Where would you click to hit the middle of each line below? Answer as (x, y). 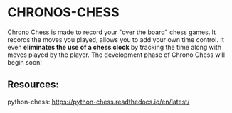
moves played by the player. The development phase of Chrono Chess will (116, 55)
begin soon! (25, 62)
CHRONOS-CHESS (63, 12)
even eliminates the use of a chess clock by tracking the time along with (115, 47)
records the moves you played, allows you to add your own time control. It (116, 39)
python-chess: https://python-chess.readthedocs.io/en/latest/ (99, 102)
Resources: (33, 85)
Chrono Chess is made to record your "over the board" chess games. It (112, 32)
